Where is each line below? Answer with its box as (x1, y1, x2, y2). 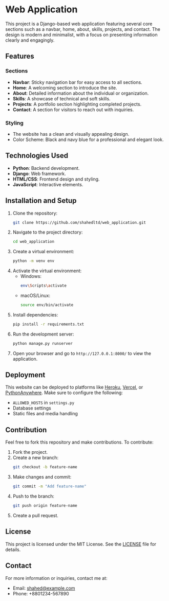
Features (5, 52, 34, 61)
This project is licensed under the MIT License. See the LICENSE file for (5, 541, 157, 547)
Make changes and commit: (12, 474, 72, 480)
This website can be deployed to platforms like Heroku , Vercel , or (5, 384, 143, 391)
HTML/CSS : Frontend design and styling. (12, 176, 100, 182)
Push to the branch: (12, 493, 55, 500)
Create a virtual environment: (12, 249, 74, 255)
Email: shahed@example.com (12, 585, 75, 591)
